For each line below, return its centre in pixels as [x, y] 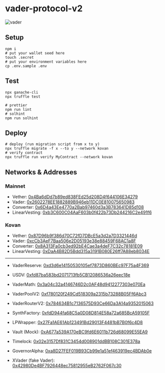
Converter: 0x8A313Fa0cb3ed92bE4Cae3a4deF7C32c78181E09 [77, 246]
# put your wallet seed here [35, 53]
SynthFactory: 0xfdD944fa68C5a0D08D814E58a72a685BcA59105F [81, 313]
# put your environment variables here [46, 62]
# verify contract [24, 153]
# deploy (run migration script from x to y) [52, 144]
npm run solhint [22, 118]
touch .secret [20, 57]
